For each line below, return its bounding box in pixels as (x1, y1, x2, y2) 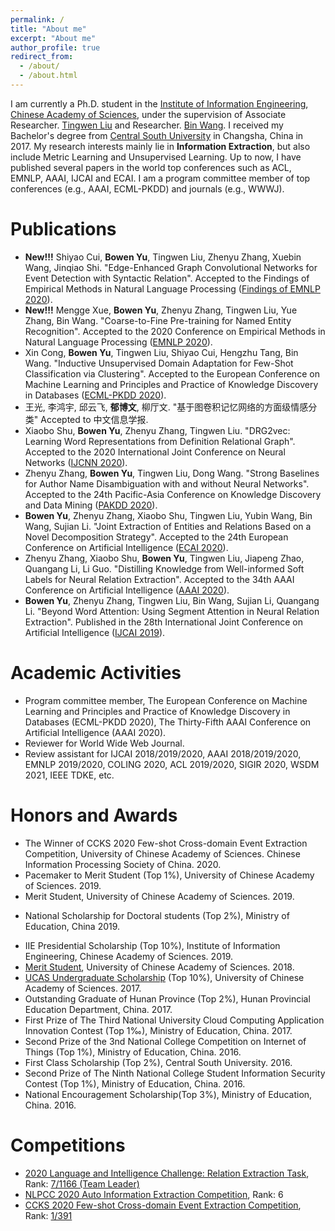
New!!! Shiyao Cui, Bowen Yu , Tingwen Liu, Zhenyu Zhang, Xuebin (24, 251, 302, 263)
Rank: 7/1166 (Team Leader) (24, 1177, 140, 1190)
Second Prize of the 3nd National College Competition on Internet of (24, 1035, 307, 1047)
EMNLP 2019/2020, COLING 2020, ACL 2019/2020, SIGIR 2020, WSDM (24, 758, 320, 770)
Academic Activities (10, 662, 182, 684)
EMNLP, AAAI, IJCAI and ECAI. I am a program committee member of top (10, 172, 311, 184)
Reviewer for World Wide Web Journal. (24, 737, 185, 749)
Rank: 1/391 (24, 1209, 73, 1221)
